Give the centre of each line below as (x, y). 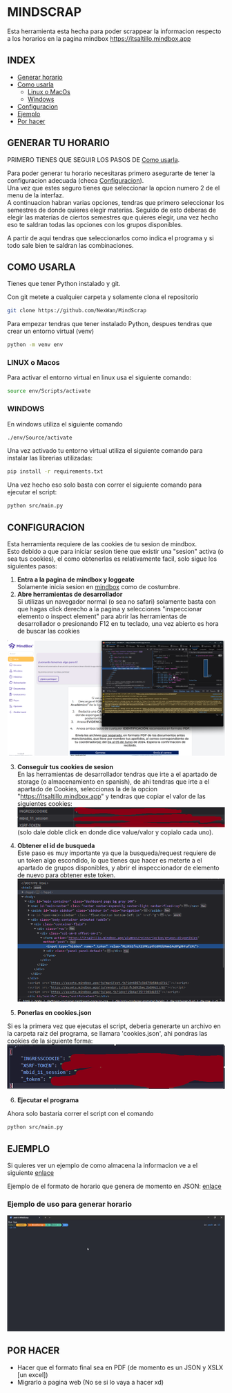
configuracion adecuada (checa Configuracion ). (76, 180)
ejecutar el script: (32, 492)
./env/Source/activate (40, 438)
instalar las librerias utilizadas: (50, 458)
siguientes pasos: (32, 566)
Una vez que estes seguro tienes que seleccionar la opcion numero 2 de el (114, 188)
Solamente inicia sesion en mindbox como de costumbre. (99, 587)
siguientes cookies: (45, 804)
